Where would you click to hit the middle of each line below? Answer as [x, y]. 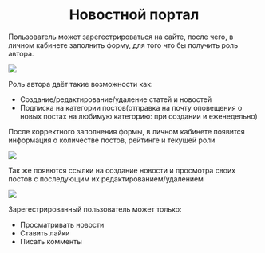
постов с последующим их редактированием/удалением [106, 179]
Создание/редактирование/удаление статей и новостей [116, 99]
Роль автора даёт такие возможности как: [81, 84]
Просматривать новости [62, 224]
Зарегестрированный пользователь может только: [95, 209]
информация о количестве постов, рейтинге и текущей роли [112, 140]
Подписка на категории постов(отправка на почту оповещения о [131, 107]
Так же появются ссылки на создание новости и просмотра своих [122, 170]
